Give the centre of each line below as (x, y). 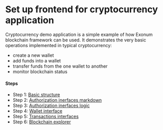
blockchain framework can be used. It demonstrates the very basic (76, 40)
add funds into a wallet (37, 60)
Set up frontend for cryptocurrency (82, 9)
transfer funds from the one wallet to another (60, 66)
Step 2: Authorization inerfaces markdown (57, 100)
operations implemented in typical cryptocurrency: (59, 45)
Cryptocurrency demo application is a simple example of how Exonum (79, 34)
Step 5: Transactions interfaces (46, 117)
